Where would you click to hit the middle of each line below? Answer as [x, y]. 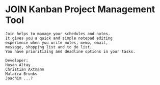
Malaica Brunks [21, 74]
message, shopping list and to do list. [49, 47]
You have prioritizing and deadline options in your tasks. [71, 51]
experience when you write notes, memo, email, [57, 42]
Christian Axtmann [25, 69]
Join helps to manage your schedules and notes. [58, 34]
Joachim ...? [19, 78]
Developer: [17, 60]
